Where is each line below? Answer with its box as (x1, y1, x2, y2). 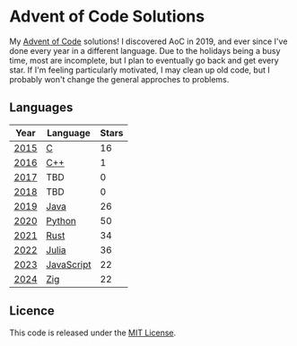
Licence (9, 303, 56, 319)
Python (46, 214, 76, 227)
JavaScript (46, 258, 92, 271)
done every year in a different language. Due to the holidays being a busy (9, 45, 281, 56)
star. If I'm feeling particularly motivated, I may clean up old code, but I (9, 65, 271, 75)
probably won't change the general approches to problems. (9, 74, 230, 84)
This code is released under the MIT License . (9, 327, 177, 338)
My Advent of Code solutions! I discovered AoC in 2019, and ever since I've (9, 36, 288, 47)
